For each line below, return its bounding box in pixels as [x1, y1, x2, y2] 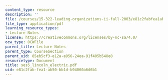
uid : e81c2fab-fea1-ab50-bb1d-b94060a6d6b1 [5, 68, 97, 73]
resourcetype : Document [5, 58, 55, 63]
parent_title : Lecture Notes [5, 44, 66, 49]
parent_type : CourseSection [5, 49, 64, 54]
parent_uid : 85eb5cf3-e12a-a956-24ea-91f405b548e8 [5, 53, 113, 59]
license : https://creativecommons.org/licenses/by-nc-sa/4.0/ [5, 35, 137, 40]
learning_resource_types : [5, 26, 59, 31]
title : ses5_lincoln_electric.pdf [5, 63, 77, 68]
